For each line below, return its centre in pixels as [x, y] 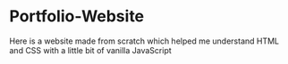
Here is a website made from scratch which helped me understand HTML [144, 41]
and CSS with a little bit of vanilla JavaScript [90, 50]
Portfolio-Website [77, 16]
